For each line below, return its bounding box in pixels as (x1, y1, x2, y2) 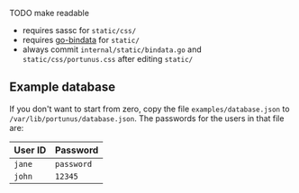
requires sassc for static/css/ (22, 25, 137, 35)
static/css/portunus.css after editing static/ (22, 54, 194, 64)
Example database (9, 80, 115, 95)
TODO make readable (9, 8, 90, 18)
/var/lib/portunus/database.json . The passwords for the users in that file (9, 112, 285, 124)
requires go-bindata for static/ (22, 35, 140, 45)
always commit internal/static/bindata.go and (22, 44, 202, 55)
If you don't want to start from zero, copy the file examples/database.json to (9, 103, 290, 114)
